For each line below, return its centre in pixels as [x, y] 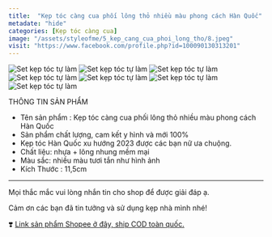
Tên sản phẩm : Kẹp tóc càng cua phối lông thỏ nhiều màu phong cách [138, 117]
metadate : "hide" [38, 23]
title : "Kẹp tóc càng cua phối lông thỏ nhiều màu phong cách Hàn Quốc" [136, 16]
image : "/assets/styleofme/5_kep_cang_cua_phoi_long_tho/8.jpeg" [121, 38]
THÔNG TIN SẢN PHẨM [49, 102]
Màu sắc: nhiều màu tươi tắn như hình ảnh [90, 161]
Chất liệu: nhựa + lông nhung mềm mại [85, 152]
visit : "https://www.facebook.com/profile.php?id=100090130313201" [125, 46]
